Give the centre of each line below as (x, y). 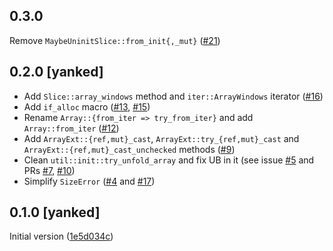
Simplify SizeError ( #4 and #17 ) (89, 181)
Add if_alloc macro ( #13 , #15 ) (87, 106)
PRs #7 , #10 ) (49, 170)
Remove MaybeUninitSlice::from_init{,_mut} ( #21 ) (115, 40)
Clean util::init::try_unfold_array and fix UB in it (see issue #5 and (169, 160)
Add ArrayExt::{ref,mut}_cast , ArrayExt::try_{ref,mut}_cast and (161, 138)
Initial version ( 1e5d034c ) (61, 236)
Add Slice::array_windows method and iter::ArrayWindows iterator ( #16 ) (173, 96)
